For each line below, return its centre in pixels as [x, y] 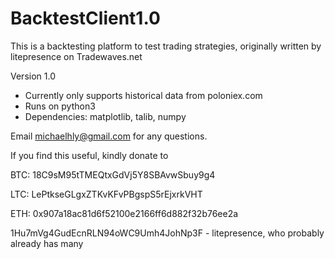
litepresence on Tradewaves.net [76, 56]
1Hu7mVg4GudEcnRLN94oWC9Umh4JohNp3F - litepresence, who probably [167, 233]
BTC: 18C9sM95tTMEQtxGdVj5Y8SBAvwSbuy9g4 [113, 174]
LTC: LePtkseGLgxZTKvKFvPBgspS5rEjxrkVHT [106, 194]
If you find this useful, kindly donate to [89, 155]
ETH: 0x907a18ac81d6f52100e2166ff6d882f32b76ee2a [124, 213]
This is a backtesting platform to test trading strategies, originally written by [166, 46]
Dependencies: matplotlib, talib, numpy [105, 116]
